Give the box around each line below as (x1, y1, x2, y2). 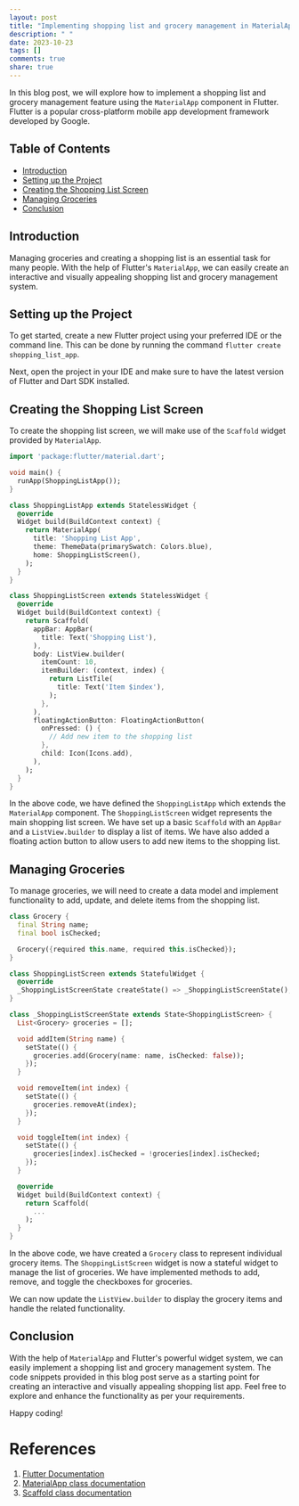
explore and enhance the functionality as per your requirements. (9, 1390, 246, 1401)
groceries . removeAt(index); (32, 1100, 138, 1109)
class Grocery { (9, 913, 69, 921)
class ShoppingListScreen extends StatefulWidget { (9, 969, 205, 978)
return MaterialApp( (25, 526, 101, 535)
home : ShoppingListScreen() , (32, 550, 141, 560)
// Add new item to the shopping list (48, 733, 193, 741)
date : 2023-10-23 (9, 37, 74, 47)
